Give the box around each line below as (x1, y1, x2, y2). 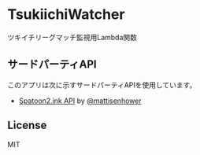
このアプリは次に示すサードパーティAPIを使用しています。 (7, 80, 197, 90)
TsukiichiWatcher (7, 6, 125, 24)
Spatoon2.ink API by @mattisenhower (18, 96, 143, 105)
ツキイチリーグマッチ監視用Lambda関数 (7, 32, 138, 42)
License (7, 119, 47, 132)
